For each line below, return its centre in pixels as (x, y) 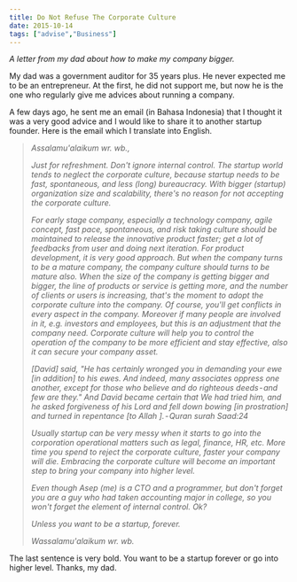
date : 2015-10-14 (41, 26)
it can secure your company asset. (94, 352)
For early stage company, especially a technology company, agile (152, 220)
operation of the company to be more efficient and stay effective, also (159, 343)
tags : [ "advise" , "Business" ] (63, 34)
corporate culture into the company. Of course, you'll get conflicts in (156, 305)
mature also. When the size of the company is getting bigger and (150, 276)
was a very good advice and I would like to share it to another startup (136, 121)
